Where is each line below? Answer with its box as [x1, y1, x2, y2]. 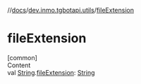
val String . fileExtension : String [7, 68, 95, 76]
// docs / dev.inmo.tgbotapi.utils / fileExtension [7, 6, 134, 14]
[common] [7, 53, 37, 62]
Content [7, 61, 31, 69]
